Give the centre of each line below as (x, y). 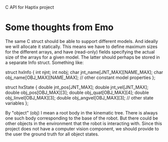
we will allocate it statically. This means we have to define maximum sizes (81, 46)
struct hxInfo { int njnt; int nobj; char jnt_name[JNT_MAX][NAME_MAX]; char (84, 72)
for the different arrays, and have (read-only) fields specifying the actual (80, 51)
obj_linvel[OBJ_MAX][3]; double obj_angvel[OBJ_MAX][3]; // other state (79, 97)
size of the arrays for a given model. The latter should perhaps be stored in (83, 57)
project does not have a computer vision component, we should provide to (82, 128)
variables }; (17, 103)
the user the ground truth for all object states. (52, 134)
